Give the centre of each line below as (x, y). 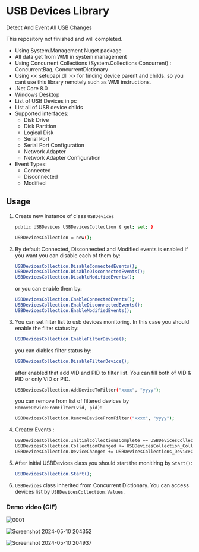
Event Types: (31, 164)
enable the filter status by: (47, 328)
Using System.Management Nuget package (68, 50)
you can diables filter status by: (53, 350)
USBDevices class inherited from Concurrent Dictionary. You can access (102, 485)
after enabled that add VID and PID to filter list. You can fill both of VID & (103, 373)
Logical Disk (39, 133)
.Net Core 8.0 (31, 88)
